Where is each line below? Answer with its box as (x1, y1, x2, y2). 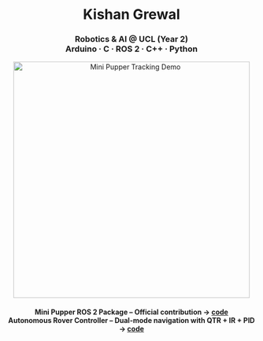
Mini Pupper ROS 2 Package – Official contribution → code (34, 307, 229, 317)
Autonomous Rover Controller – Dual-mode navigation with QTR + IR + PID (8, 316, 255, 325)
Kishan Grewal (83, 6, 180, 24)
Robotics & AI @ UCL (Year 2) (75, 34, 188, 45)
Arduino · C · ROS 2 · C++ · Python (65, 43, 198, 54)
